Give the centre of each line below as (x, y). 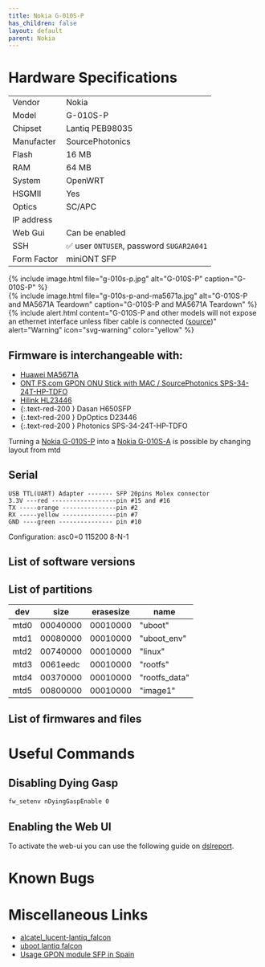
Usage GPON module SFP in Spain (77, 955)
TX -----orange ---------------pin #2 (73, 508)
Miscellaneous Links (78, 915)
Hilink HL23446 (46, 400)
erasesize (111, 612)
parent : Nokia (32, 38)
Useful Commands (71, 754)
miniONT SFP (91, 259)
